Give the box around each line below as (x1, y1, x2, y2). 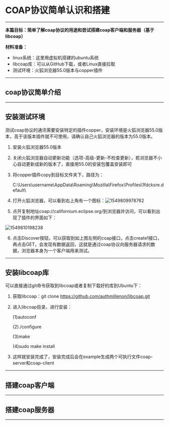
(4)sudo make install (12, 343, 55, 349)
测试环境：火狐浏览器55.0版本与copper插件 (12, 67, 103, 73)
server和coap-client (12, 360, 54, 366)
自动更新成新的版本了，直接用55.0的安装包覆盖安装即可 (17, 161, 132, 167)
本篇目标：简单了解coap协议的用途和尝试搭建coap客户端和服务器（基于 (5, 27, 154, 33)
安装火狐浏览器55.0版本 (12, 144, 62, 150)
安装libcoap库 (5, 268, 49, 277)
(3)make (12, 333, 30, 340)
